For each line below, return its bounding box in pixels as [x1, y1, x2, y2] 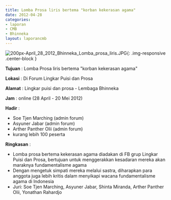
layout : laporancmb [5, 36, 47, 41]
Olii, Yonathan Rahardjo [12, 189, 62, 195]
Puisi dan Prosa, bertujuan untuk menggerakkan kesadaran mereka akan [12, 157, 166, 163]
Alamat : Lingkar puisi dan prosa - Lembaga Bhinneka [5, 85, 119, 91]
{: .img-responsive [127, 50, 166, 56]
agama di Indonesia [12, 178, 55, 184]
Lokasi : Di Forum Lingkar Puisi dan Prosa [5, 75, 93, 81]
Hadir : [5, 105, 20, 111]
